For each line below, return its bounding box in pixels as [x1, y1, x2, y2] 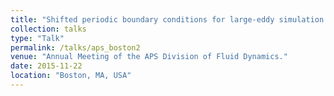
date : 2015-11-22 [10, 61, 83, 71]
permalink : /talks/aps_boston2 [10, 42, 141, 53]
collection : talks [10, 24, 87, 34]
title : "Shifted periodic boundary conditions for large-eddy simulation [10, 14, 325, 25]
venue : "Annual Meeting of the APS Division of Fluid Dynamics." [10, 52, 288, 62]
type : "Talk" [10, 33, 65, 43]
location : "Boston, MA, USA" [10, 71, 132, 81]
